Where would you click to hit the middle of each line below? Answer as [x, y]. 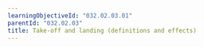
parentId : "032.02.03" [45, 23]
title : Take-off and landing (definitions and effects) [102, 30]
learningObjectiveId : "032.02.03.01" [70, 16]
